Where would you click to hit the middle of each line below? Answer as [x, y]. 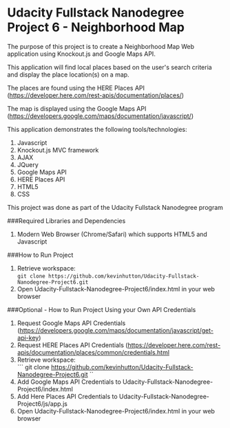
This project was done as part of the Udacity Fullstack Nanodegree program [115, 207]
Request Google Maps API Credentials [71, 323]
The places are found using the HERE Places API [76, 88]
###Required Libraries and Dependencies [66, 221]
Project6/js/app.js [42, 403]
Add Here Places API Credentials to [67, 396]
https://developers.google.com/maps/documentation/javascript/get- [116, 330]
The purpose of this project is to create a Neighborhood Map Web [101, 46]
